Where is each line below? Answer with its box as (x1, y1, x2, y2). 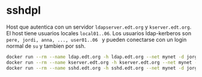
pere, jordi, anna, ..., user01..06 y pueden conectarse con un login (6, 36, 187, 43)
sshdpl (6, 4, 41, 17)
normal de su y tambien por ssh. (6, 42, 86, 50)
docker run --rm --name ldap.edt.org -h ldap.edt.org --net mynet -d (6, 54, 185, 60)
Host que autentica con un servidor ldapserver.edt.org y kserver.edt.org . (6, 23, 192, 30)
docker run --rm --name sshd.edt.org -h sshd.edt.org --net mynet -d (6, 65, 185, 71)
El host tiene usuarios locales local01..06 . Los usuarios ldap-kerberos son (6, 29, 191, 36)
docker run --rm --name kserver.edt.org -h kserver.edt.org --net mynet (6, 59, 192, 66)
